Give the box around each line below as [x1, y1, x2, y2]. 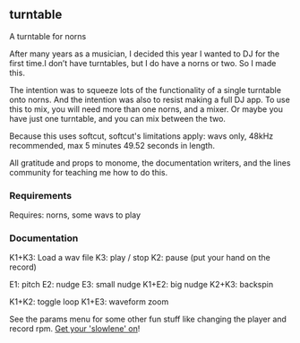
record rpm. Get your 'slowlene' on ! [9, 323, 141, 334]
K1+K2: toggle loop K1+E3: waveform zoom [9, 296, 169, 307]
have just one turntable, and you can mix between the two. [9, 113, 227, 124]
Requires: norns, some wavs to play [9, 210, 141, 220]
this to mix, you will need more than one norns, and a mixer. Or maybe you [9, 103, 284, 115]
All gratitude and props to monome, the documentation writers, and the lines [9, 157, 291, 168]
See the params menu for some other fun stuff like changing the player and [9, 313, 287, 325]
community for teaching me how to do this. [9, 167, 168, 177]
